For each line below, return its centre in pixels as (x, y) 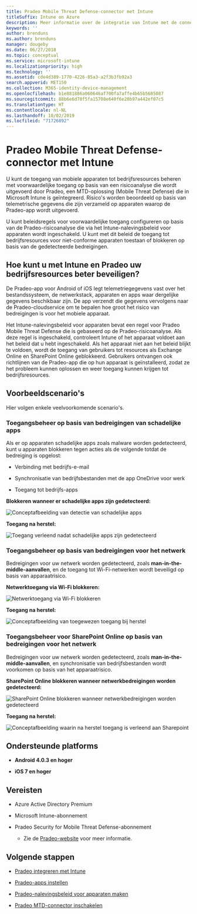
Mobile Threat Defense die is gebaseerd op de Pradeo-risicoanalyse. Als (94, 331)
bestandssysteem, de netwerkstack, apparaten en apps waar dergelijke (92, 294)
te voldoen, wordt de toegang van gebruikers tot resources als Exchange (94, 350)
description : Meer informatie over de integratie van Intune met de (91, 22)
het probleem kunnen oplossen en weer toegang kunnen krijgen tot (87, 368)
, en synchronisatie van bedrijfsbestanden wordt (108, 663)
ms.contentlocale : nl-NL (36, 110)
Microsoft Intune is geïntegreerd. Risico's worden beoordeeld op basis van (96, 198)
